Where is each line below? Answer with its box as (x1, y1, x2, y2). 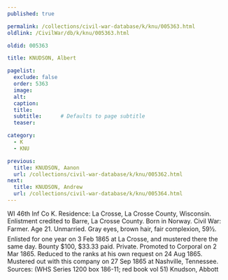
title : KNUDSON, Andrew (13, 183, 83, 191)
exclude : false (13, 74, 58, 81)
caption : (13, 99, 39, 107)
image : (13, 87, 33, 94)
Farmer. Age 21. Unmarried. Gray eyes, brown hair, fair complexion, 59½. (7, 225, 217, 233)
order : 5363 (13, 80, 49, 87)
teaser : (13, 120, 36, 127)
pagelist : (7, 67, 36, 74)
